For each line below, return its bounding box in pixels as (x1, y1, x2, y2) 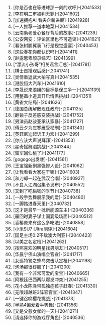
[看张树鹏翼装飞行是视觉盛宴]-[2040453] (13, 43, 98, 48)
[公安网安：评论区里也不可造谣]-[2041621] (13, 36, 101, 42)
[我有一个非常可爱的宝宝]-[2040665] (13, 270, 89, 276)
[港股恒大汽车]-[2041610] (13, 80, 66, 86)
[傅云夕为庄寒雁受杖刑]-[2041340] (13, 125, 84, 131)
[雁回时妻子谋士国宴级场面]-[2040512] (13, 213, 93, 219)
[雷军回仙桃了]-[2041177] (13, 150, 65, 156)
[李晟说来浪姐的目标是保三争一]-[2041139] (13, 87, 101, 93)
